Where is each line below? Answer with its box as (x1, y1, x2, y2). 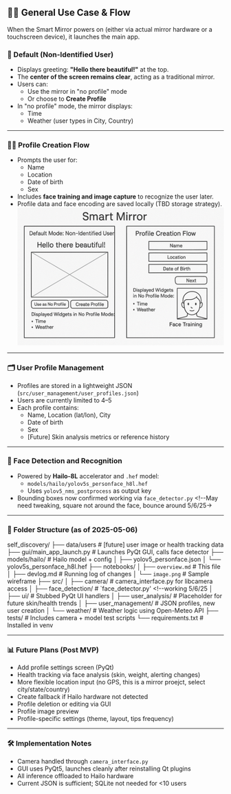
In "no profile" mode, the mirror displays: (16, 102, 133, 110)
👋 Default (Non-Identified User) (7, 50, 114, 59)
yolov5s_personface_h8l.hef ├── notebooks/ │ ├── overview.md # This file (7, 562, 221, 571)
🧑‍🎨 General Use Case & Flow (7, 7, 131, 19)
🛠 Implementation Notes (7, 739, 92, 749)
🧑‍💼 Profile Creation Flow (7, 141, 90, 150)
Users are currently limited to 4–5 (16, 396, 112, 404)
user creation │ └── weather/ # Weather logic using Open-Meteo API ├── (7, 607, 219, 615)
